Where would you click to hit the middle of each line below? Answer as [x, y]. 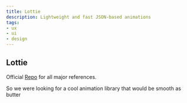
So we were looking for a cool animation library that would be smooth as [93, 88]
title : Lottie [24, 11]
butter [14, 94]
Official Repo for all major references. [51, 77]
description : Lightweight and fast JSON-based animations [79, 17]
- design [17, 39]
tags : [13, 22]
